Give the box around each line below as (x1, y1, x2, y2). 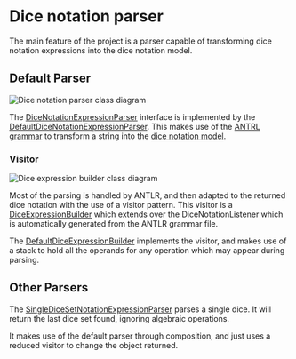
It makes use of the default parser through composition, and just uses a (9, 331, 271, 341)
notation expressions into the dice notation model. (9, 44, 193, 55)
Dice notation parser (9, 6, 164, 27)
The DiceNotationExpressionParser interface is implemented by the (9, 111, 256, 122)
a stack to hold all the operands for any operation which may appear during (9, 245, 285, 256)
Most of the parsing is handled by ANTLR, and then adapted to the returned (9, 190, 286, 201)
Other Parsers (9, 280, 89, 295)
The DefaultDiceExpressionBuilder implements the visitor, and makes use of (9, 235, 287, 246)
